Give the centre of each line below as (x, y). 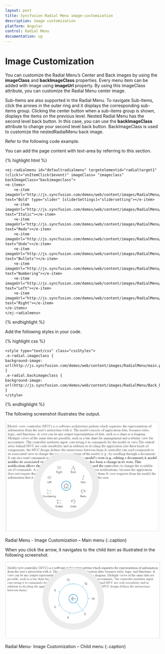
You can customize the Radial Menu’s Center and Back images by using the (81, 75)
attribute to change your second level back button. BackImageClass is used (82, 126)
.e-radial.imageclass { (29, 356)
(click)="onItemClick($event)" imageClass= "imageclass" (65, 175)
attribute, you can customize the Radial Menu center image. (66, 91)
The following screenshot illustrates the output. (53, 413)
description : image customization (41, 21)
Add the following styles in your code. (43, 331)
